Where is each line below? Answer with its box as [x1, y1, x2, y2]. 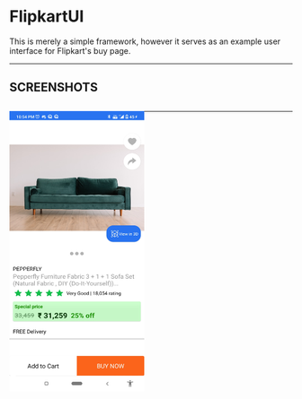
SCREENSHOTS [9, 80, 99, 95]
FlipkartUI [9, 6, 84, 27]
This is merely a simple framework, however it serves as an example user [9, 36, 281, 47]
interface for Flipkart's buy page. [9, 45, 131, 56]
